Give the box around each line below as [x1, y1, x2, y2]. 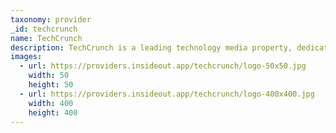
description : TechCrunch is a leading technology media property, [10, 42, 293, 53]
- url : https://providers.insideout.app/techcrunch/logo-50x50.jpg [19, 61, 307, 71]
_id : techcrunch [10, 24, 78, 34]
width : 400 [28, 98, 74, 108]
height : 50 [28, 80, 74, 90]
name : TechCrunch [10, 33, 83, 43]
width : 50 [28, 71, 70, 81]
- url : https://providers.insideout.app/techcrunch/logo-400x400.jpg [19, 89, 315, 99]
